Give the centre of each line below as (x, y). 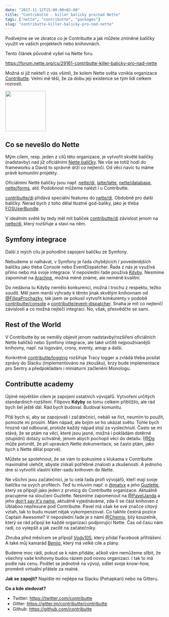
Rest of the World (33, 325)
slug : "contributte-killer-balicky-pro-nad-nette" (60, 24)
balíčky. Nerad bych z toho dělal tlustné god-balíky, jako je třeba (72, 203)
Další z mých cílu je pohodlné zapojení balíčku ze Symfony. (67, 252)
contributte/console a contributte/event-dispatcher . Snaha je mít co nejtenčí (84, 303)
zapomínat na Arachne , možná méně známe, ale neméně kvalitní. (73, 277)
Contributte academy (40, 384)
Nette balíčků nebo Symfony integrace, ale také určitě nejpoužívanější (78, 342)
